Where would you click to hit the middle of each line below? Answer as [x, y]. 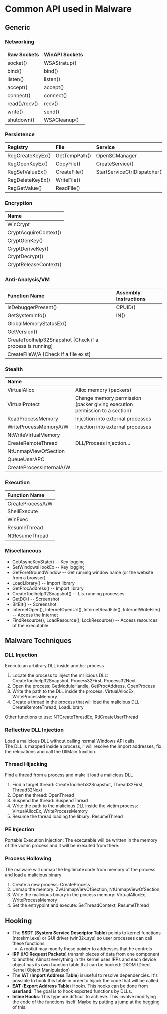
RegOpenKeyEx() [28, 164]
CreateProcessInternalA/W [39, 468]
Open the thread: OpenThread [43, 795]
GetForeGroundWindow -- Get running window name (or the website [83, 572]
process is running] [30, 346]
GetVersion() [23, 331]
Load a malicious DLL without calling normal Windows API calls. [70, 741]
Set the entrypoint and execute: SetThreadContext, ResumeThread [81, 905]
